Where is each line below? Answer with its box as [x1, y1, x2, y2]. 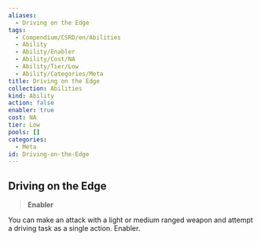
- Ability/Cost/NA [15, 56, 76, 64]
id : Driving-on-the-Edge [8, 150, 90, 158]
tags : [8, 26, 26, 34]
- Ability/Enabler [15, 48, 76, 56]
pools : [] [8, 128, 41, 136]
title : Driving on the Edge [8, 77, 101, 85]
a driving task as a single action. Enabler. [8, 224, 141, 233]
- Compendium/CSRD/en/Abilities [15, 33, 122, 42]
